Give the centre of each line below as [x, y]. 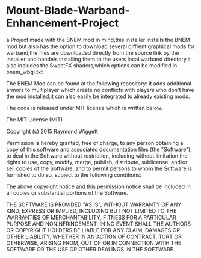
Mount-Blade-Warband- [68, 11]
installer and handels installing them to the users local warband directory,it [99, 59]
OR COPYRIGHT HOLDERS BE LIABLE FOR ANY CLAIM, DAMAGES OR [93, 230]
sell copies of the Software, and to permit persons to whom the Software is [99, 168]
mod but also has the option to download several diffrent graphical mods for [100, 46]
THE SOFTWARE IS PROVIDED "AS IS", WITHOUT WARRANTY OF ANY [94, 204]
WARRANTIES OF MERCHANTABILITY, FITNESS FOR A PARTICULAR [91, 217]
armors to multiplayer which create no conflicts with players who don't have [100, 90]
